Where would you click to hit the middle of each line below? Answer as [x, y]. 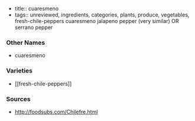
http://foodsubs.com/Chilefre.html [56, 112]
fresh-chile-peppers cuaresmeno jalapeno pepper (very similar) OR [97, 21]
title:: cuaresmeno [37, 9]
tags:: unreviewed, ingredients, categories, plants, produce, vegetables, [102, 15]
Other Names [26, 42]
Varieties [19, 71]
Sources [18, 99]
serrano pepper [34, 27]
